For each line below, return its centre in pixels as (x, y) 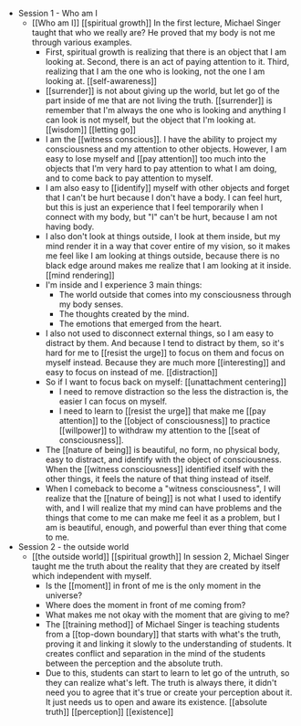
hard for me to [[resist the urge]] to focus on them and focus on (165, 352)
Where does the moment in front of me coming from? (145, 605)
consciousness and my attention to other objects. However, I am (166, 149)
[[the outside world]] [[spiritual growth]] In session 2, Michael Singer (161, 557)
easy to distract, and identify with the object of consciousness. (164, 459)
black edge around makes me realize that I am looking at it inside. (168, 265)
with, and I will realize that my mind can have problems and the (164, 508)
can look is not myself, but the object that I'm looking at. (150, 120)
